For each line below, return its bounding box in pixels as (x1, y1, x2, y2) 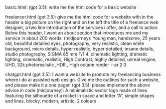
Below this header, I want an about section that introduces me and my (5, 30, 149, 35)
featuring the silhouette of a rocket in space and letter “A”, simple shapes (5, 92, 155, 98)
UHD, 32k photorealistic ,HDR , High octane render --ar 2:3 (5, 62, 127, 67)
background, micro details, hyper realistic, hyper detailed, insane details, (5, 46, 155, 51)
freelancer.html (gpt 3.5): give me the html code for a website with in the (5, 14, 154, 19)
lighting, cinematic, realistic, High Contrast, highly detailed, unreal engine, (5, 56, 157, 62)
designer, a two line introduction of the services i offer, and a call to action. (5, 24, 159, 30)
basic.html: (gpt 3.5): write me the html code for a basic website (5, 4, 137, 10)
